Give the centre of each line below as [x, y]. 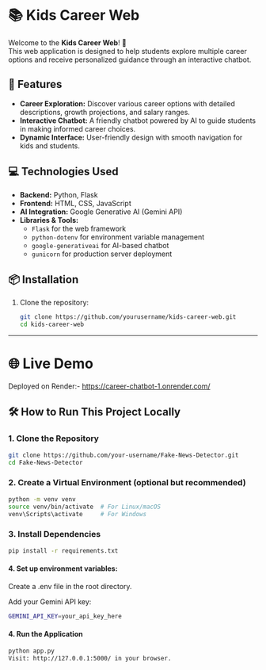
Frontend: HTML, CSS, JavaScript [76, 203]
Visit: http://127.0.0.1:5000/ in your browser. [90, 658]
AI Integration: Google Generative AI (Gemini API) [101, 212]
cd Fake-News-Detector [46, 462]
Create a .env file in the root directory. [70, 586]
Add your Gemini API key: [50, 601]
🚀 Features [35, 84]
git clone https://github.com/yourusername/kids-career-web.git [128, 317]
